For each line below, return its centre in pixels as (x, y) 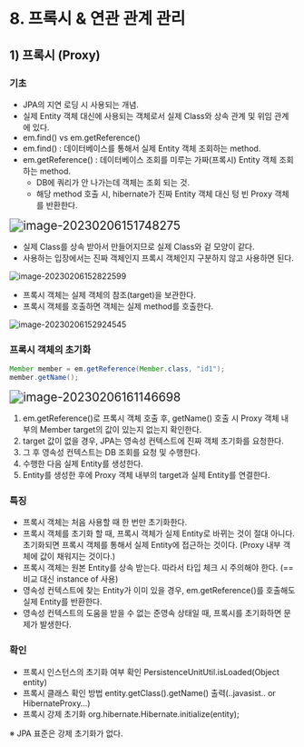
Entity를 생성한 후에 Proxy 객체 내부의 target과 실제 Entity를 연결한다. (146, 474)
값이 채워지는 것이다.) (78, 556)
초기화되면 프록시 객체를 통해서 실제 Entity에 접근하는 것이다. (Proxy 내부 (152, 545)
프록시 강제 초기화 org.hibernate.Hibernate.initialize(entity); (131, 713)
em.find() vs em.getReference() (81, 137)
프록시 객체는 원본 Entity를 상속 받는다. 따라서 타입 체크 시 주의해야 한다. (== (158, 568)
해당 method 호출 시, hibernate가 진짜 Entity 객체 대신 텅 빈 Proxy (154, 194)
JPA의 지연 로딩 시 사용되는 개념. (80, 105)
